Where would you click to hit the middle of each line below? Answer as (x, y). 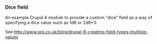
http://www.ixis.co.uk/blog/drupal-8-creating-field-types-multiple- (81, 32)
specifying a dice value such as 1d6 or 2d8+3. (51, 22)
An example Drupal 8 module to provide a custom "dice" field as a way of (79, 18)
